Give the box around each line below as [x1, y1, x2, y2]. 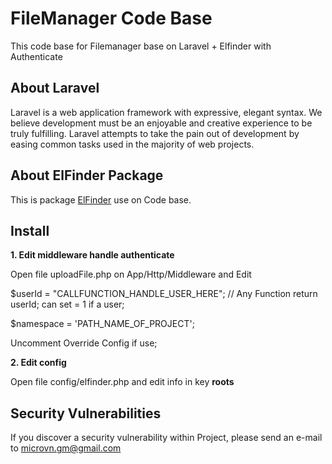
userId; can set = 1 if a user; [10, 298, 125, 311]
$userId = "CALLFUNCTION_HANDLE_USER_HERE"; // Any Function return [10, 288, 318, 300]
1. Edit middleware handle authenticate [10, 249, 175, 261]
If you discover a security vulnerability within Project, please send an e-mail [10, 432, 323, 444]
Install [10, 222, 50, 239]
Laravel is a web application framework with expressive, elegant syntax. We [10, 106, 323, 118]
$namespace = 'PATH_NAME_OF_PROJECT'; [10, 318, 195, 330]
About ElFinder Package [10, 167, 164, 184]
